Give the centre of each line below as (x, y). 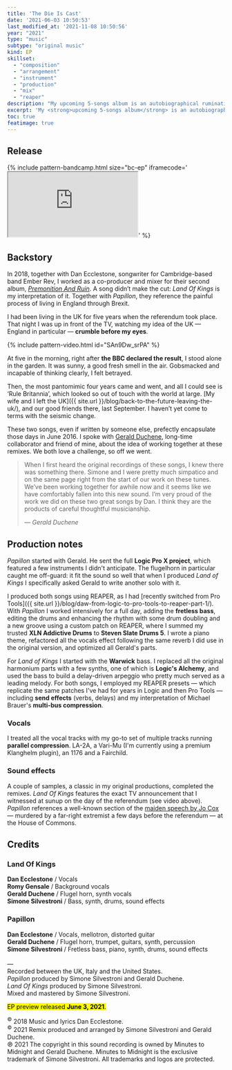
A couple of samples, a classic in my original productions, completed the (110, 786)
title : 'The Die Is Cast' (44, 13)
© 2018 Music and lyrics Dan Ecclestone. (65, 1020)
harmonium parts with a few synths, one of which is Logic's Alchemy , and (113, 668)
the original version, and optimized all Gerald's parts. (82, 647)
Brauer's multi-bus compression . (55, 705)
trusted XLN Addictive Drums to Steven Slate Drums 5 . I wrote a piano (108, 633)
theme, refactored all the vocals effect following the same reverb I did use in (116, 640)
